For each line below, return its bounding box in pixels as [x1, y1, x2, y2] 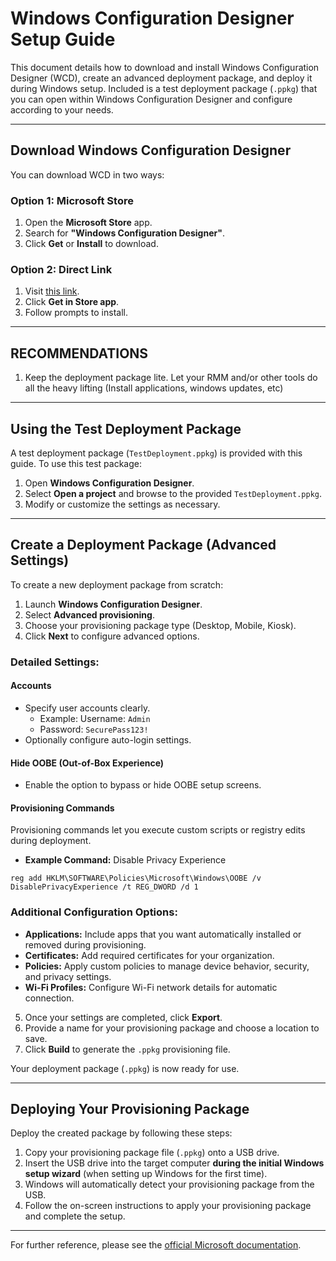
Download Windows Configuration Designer [10, 142, 292, 159]
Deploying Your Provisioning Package [10, 1101, 250, 1117]
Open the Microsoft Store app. [24, 217, 153, 229]
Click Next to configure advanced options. [24, 630, 200, 642]
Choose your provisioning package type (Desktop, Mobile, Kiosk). [24, 619, 297, 631]
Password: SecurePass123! [39, 723, 149, 735]
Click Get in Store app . [24, 296, 120, 308]
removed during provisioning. [24, 938, 147, 951]
